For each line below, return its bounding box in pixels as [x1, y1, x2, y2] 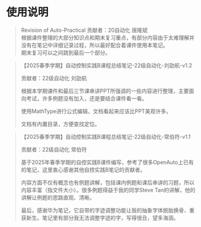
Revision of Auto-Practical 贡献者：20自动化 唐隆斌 [20, 26, 148, 34]
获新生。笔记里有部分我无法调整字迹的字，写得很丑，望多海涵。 [20, 214, 179, 221]
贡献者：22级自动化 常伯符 [20, 145, 87, 153]
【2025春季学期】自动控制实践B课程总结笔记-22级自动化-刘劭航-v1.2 [20, 61, 193, 69]
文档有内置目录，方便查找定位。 [20, 120, 100, 127]
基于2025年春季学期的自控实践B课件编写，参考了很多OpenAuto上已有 [20, 159, 194, 166]
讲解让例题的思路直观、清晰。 [20, 193, 95, 201]
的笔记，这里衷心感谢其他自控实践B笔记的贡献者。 [20, 166, 146, 173]
